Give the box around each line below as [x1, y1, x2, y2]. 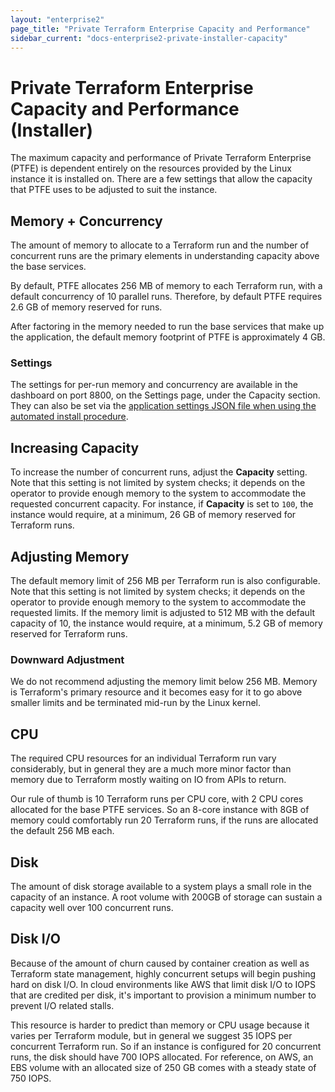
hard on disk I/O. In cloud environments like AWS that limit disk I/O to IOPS [10, 978, 316, 990]
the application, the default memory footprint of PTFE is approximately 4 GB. [10, 331, 326, 343]
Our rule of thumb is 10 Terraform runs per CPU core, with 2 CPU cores [10, 793, 304, 805]
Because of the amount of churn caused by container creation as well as [10, 957, 310, 969]
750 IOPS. [10, 1072, 52, 1084]
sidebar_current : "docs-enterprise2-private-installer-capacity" [10, 33, 288, 43]
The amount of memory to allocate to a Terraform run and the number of [10, 239, 310, 251]
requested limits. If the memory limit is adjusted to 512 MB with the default [10, 607, 316, 619]
